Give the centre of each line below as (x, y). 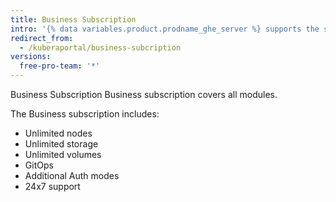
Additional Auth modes (72, 175)
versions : (31, 57)
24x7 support (52, 186)
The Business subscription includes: (85, 114)
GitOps (39, 165)
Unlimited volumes (63, 154)
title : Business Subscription (73, 19)
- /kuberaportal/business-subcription (100, 47)
